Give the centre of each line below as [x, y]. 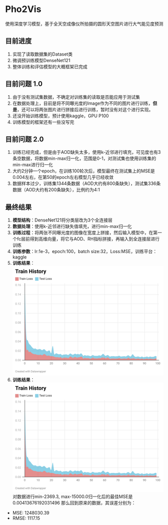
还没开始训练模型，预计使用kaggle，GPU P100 [61, 116]
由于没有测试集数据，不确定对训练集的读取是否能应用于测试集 [76, 97]
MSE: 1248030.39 [31, 512]
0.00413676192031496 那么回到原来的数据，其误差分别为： [74, 502]
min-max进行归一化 [33, 165]
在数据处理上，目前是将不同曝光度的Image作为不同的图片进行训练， [82, 103]
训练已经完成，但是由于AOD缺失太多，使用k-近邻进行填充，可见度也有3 [87, 152]
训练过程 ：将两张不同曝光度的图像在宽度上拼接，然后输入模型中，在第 [85, 233]
